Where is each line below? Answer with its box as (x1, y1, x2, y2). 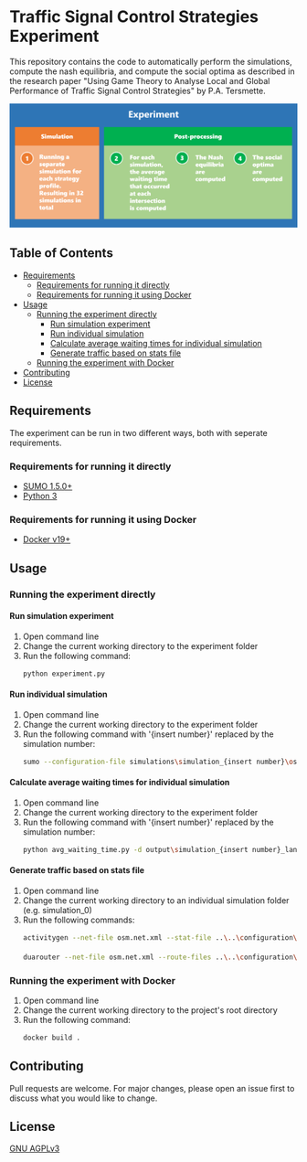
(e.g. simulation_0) (22, 904, 93, 915)
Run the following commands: (22, 914, 135, 925)
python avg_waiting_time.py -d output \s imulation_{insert (22, 845, 249, 854)
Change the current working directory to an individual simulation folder (22, 894, 290, 906)
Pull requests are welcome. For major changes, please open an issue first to (9, 1082, 295, 1093)
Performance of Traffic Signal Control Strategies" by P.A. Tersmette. (9, 85, 267, 96)
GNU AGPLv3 (9, 1143, 60, 1154)
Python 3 (22, 490, 58, 501)
